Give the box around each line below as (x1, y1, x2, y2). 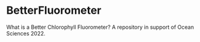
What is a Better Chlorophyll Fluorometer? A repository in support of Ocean (6, 23, 195, 31)
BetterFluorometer (6, 4, 102, 17)
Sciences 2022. (6, 29, 45, 37)
